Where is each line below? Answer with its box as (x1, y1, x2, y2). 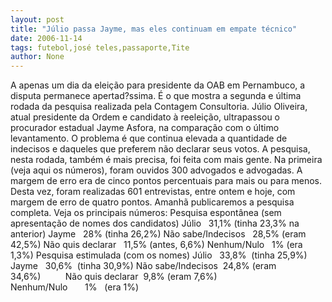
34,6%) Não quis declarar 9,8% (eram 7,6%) (10, 271, 218, 283)
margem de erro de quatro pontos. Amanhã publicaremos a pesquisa (10, 196, 295, 208)
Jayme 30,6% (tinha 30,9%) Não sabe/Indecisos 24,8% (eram (10, 260, 277, 272)
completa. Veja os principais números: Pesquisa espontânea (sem (10, 207, 282, 219)
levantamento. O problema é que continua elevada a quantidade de (10, 132, 288, 145)
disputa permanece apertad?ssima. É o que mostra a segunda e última (10, 90, 302, 102)
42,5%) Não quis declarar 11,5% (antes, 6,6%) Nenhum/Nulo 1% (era (10, 239, 303, 251)
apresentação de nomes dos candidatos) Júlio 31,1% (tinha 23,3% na (10, 217, 300, 230)
